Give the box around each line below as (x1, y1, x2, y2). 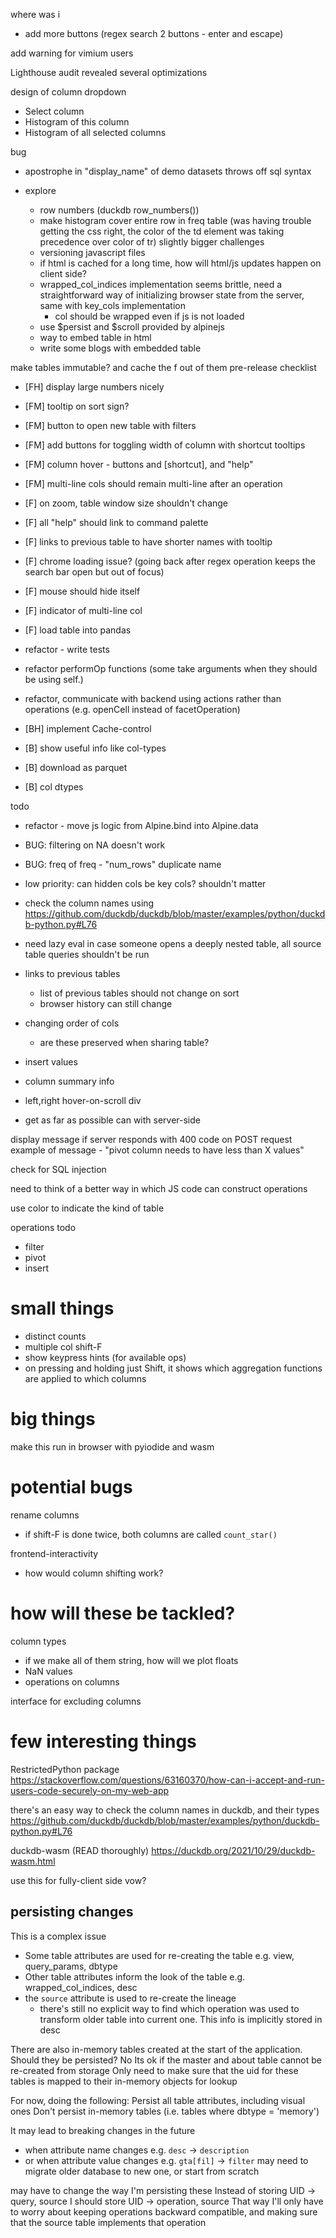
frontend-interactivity (10, 1547, 99, 1559)
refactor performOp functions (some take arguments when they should (24, 663, 318, 674)
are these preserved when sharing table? (39, 1037, 210, 1048)
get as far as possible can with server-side (24, 1114, 201, 1126)
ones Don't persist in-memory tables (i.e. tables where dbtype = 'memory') (10, 2105, 320, 2117)
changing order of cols (24, 1017, 120, 1029)
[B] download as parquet (24, 762, 128, 773)
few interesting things (10, 1730, 197, 1753)
